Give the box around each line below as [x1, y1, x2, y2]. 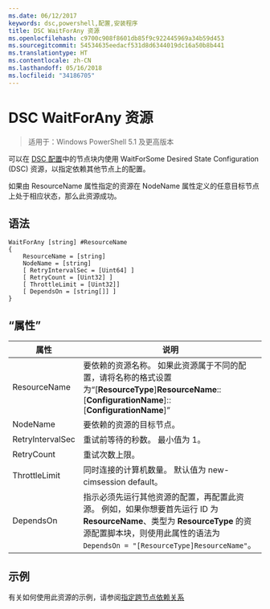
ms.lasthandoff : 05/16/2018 [8, 64, 103, 72]
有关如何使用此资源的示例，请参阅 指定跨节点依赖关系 [8, 592, 185, 602]
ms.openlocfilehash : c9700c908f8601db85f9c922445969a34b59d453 [8, 34, 225, 43]
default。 [127, 476, 163, 488]
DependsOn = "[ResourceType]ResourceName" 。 [83, 540, 256, 551]
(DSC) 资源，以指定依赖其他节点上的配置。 [8, 164, 150, 174]
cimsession [83, 476, 126, 488]
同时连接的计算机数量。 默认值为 [83, 464, 207, 476]
